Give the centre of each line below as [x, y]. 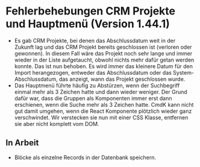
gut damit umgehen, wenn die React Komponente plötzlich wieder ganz [103, 111]
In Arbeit [22, 143]
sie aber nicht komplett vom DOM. [57, 124]
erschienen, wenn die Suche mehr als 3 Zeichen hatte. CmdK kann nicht [104, 104]
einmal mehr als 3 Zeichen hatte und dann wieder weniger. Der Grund [101, 92]
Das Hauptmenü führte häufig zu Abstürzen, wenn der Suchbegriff [97, 85]
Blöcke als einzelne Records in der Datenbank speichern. [85, 157]
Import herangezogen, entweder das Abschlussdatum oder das [93, 72]
